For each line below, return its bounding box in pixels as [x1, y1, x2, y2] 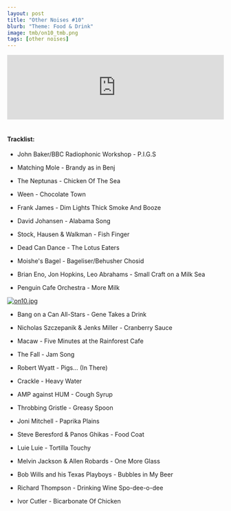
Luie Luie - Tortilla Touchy [16, 444, 91, 452]
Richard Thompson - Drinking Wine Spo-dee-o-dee [16, 483, 164, 492]
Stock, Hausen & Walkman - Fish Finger [16, 230, 130, 238]
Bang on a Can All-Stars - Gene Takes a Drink [16, 311, 147, 319]
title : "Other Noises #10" [7, 17, 85, 23]
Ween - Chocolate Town [16, 190, 86, 198]
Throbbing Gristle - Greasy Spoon [16, 404, 113, 412]
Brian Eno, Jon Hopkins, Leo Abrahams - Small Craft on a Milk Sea [16, 270, 206, 279]
